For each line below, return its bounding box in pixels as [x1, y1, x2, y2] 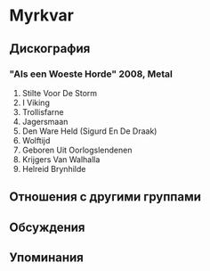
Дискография [9, 41, 91, 56]
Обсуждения [9, 219, 85, 234]
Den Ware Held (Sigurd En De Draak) [21, 126, 157, 136]
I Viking [21, 97, 51, 108]
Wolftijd [21, 135, 51, 145]
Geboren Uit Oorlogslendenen [21, 144, 133, 155]
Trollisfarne [21, 106, 64, 117]
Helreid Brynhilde [21, 163, 86, 174]
